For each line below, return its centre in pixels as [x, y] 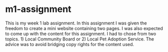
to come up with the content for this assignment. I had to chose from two [81, 33]
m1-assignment [38, 9]
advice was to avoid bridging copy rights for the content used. [70, 44]
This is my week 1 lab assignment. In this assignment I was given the [76, 23]
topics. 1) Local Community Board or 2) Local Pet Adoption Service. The [80, 39]
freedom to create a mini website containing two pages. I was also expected [84, 28]
